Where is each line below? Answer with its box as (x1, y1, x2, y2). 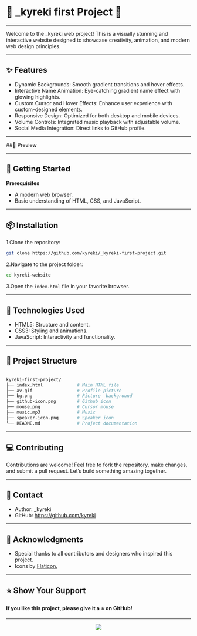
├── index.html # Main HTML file (6, 382, 119, 388)
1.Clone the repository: (6, 239, 60, 246)
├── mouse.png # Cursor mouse (6, 404, 114, 410)
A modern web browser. (14, 191, 73, 198)
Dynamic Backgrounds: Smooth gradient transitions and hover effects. (14, 80, 185, 88)
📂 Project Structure (6, 356, 77, 366)
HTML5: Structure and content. (14, 321, 90, 328)
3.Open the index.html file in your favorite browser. (6, 283, 130, 290)
